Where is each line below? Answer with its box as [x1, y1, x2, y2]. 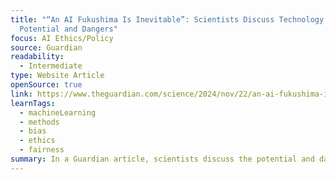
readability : [10, 52, 65, 62]
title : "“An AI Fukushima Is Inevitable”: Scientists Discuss [10, 14, 275, 25]
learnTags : [10, 98, 56, 108]
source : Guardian [10, 42, 83, 53]
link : [10, 89, 33, 99]
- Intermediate [19, 61, 83, 71]
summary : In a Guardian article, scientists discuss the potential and [10, 154, 315, 164]
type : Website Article [10, 71, 105, 81]
